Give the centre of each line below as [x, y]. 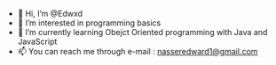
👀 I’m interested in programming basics [89, 23]
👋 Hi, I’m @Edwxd [50, 14]
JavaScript [37, 41]
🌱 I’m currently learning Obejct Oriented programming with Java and [142, 32]
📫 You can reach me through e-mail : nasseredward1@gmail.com [138, 51]
